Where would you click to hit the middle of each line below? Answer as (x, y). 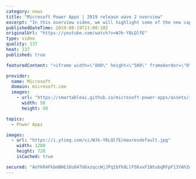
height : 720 (31, 151)
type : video (20, 38)
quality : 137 (22, 44)
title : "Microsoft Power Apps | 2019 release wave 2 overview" (85, 17)
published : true (26, 55)
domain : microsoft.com (39, 87)
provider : (18, 76)
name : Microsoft (31, 81)
